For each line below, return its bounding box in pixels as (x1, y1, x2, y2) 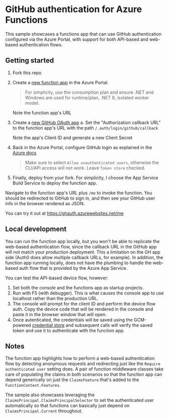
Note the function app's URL (12, 109, 72, 115)
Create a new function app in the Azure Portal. (12, 79, 109, 85)
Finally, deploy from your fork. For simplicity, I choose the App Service (12, 174, 158, 181)
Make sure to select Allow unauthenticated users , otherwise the (25, 159, 159, 165)
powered (12, 322, 31, 328)
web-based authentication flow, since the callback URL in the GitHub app (5, 244, 157, 250)
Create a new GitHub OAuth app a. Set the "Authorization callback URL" (12, 119, 161, 126)
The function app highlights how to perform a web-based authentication (5, 355, 155, 362)
